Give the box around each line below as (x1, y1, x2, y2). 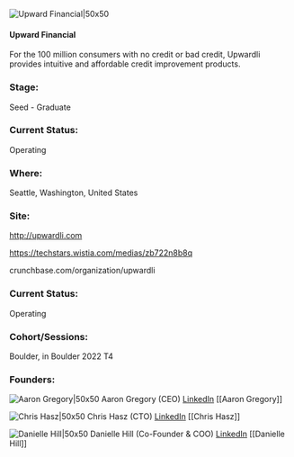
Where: (9, 166, 43, 179)
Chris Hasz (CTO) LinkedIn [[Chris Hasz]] (86, 411, 241, 422)
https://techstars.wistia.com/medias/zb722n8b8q (9, 247, 193, 258)
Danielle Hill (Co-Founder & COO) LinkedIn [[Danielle (89, 428, 285, 440)
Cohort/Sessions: (9, 330, 88, 343)
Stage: (9, 81, 39, 94)
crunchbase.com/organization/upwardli (9, 265, 156, 276)
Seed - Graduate (9, 102, 72, 112)
